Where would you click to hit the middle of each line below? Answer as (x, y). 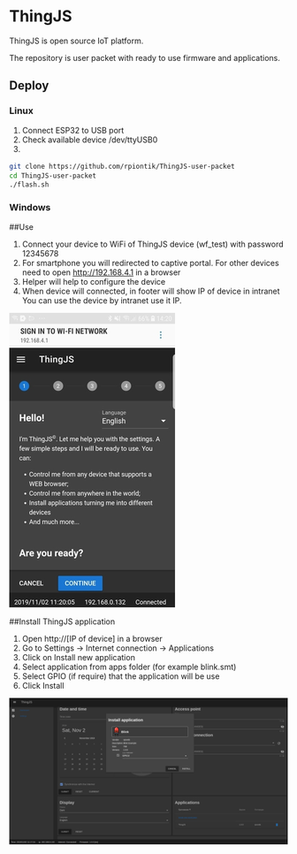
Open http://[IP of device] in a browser (92, 638)
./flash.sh (29, 185)
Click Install (43, 685)
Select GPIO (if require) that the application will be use (121, 676)
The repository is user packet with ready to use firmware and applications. (145, 57)
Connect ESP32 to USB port (73, 130)
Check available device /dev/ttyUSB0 (90, 140)
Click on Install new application (78, 657)
